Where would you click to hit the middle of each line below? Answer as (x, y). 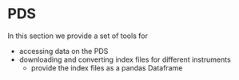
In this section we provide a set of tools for (78, 36)
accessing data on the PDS (64, 51)
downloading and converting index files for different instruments (125, 59)
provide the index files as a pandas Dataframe (107, 67)
